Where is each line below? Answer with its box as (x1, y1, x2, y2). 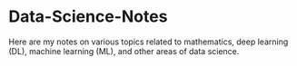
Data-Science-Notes (8, 6, 168, 27)
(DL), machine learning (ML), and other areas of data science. (8, 45, 240, 56)
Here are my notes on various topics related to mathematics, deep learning (8, 36, 289, 47)
